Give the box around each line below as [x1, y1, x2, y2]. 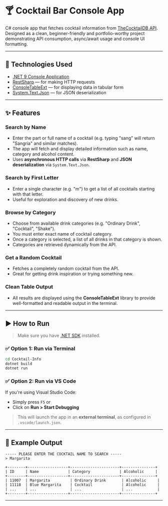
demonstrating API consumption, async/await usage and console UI [5, 36, 145, 42]
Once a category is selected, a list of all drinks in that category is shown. [12, 236, 162, 242]
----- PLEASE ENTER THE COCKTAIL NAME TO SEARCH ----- [5, 452, 122, 457]
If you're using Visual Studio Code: [5, 389, 76, 395]
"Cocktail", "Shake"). [12, 226, 55, 232]
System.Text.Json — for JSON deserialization [12, 89, 106, 95]
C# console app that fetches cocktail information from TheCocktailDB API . [5, 25, 158, 31]
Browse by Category [5, 209, 56, 216]
